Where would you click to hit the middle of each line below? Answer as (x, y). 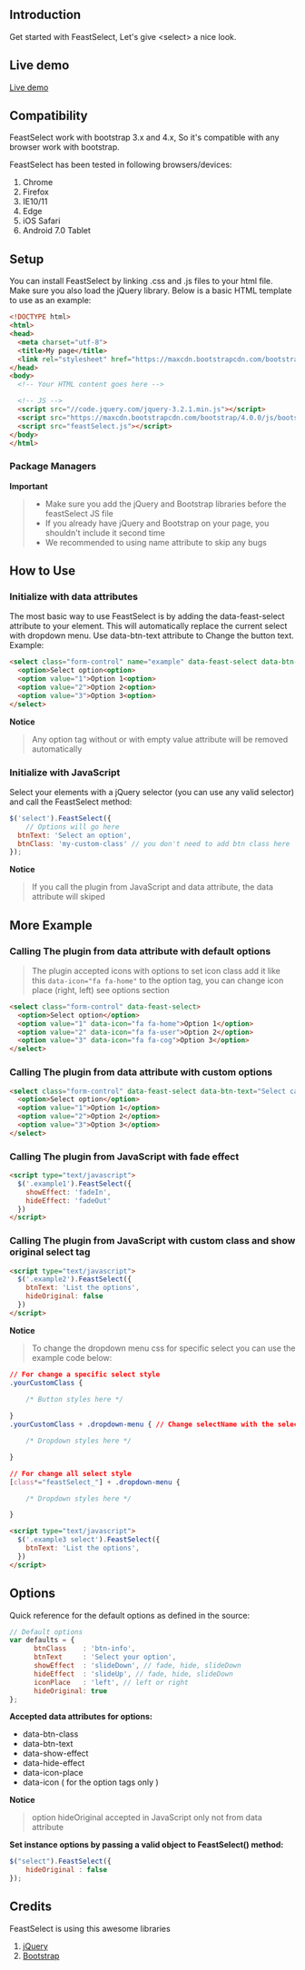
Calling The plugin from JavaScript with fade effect (124, 1157)
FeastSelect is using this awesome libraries (90, 1928)
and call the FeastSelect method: (71, 802)
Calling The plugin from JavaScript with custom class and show (152, 1241)
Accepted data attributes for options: (81, 1717)
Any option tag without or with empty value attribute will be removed (160, 739)
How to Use (43, 571)
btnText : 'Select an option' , (74, 835)
